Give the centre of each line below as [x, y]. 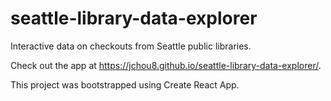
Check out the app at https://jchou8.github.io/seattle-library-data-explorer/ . [166, 65]
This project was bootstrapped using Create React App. [125, 84]
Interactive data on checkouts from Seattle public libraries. [131, 46]
